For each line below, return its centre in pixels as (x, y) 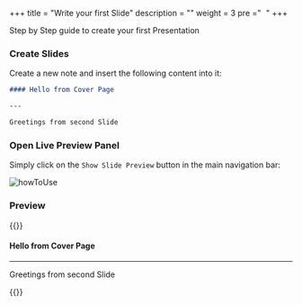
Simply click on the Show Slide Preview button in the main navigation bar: (145, 165)
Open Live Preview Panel (64, 145)
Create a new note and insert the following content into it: (115, 73)
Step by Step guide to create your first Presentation (105, 30)
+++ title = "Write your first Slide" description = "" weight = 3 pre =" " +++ (148, 13)
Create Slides (40, 53)
